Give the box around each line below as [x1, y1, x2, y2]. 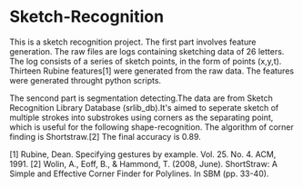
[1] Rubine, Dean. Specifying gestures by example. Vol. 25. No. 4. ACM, [9, 148, 277, 160]
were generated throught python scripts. [9, 74, 162, 85]
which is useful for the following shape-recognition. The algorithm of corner [9, 121, 294, 133]
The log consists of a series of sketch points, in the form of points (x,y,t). [9, 55, 282, 66]
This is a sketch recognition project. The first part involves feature [9, 36, 257, 47]
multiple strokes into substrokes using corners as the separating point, [9, 112, 274, 123]
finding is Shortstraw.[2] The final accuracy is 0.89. [9, 131, 202, 142]
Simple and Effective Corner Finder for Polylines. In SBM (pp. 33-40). [9, 168, 269, 179]
